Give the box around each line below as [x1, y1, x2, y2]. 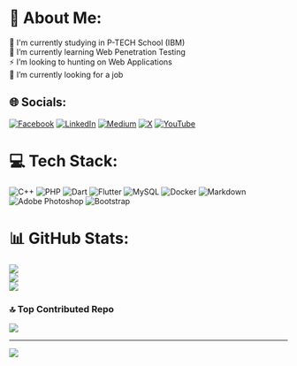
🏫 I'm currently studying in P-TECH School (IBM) [9, 37, 186, 48]
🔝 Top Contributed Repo [9, 302, 115, 315]
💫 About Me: [9, 8, 103, 28]
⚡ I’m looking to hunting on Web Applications [9, 57, 172, 67]
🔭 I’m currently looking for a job [9, 69, 124, 80]
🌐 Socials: [9, 95, 67, 110]
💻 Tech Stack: [9, 150, 118, 171]
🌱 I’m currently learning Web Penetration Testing [9, 46, 186, 57]
